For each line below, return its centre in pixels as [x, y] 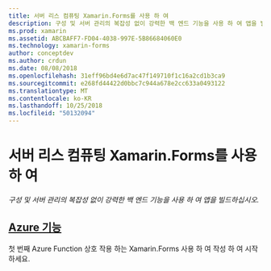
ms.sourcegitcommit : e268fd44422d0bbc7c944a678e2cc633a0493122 [117, 83]
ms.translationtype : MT [48, 91]
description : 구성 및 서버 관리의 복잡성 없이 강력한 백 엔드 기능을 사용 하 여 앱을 [133, 23]
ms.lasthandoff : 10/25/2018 [56, 106]
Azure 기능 [35, 228]
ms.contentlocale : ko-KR [50, 98]
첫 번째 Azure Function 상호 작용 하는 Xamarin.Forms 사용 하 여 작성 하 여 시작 [133, 248]
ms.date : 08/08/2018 [43, 69]
